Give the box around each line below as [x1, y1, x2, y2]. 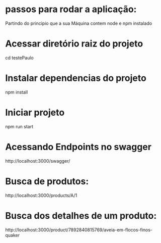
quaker [5, 232, 20, 238]
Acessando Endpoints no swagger [5, 141, 152, 153]
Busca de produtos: [5, 175, 89, 187]
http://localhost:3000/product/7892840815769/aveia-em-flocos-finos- [5, 226, 152, 233]
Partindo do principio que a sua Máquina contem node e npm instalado [5, 20, 152, 26]
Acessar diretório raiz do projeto [5, 38, 143, 50]
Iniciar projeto [5, 107, 65, 118]
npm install [5, 89, 28, 95]
